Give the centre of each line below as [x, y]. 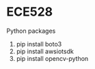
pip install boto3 [39, 44]
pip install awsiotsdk [45, 51]
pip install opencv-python [52, 58]
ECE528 [30, 12]
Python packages [31, 31]
